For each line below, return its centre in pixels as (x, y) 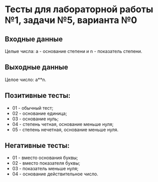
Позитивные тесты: (38, 96)
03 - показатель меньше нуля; (45, 169)
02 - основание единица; (39, 113)
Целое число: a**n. (25, 80)
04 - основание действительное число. (55, 174)
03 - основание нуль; (35, 119)
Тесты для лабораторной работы (79, 9)
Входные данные (34, 39)
